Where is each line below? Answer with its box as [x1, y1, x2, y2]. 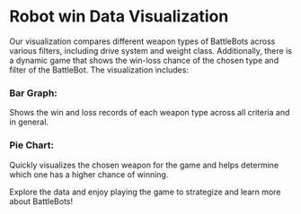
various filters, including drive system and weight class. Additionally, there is [9, 45, 292, 56]
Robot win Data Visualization [9, 6, 229, 27]
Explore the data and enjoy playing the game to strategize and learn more [9, 186, 281, 197]
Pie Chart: [9, 139, 54, 151]
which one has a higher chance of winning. [9, 168, 169, 180]
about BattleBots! [9, 195, 74, 207]
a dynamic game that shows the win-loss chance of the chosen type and [9, 55, 279, 65]
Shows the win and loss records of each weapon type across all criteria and [9, 107, 290, 118]
